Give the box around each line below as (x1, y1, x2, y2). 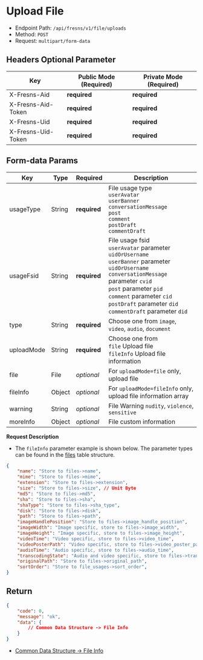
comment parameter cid (108, 292, 172, 300)
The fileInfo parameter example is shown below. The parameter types (14, 445, 193, 452)
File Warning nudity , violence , (108, 401, 194, 410)
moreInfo (9, 417, 35, 426)
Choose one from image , (108, 316, 177, 325)
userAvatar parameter (108, 243, 171, 252)
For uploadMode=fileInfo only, (108, 384, 194, 393)
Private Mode (143, 73, 183, 81)
